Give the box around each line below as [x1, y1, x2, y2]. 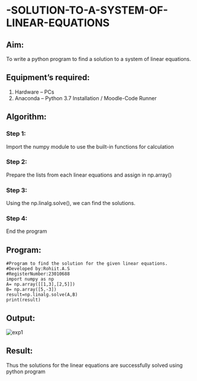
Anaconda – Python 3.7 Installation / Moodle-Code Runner [14, 94, 157, 101]
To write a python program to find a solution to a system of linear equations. [6, 56, 191, 62]
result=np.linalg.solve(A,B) [6, 292, 78, 298]
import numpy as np [6, 276, 54, 282]
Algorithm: [6, 112, 47, 122]
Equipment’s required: [6, 72, 90, 83]
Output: [6, 313, 35, 323]
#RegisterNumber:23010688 [6, 271, 70, 277]
